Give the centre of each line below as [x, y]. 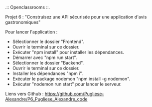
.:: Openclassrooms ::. [28, 7]
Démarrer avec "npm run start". [45, 57]
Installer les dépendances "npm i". [48, 73]
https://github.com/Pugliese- [74, 94]
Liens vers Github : [24, 94]
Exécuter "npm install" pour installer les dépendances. [68, 52]
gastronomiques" [23, 22]
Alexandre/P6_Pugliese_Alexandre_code [46, 99]
